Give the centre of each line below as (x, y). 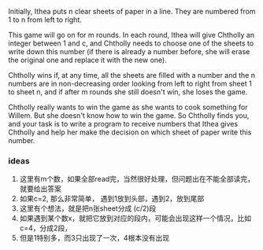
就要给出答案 (40, 189)
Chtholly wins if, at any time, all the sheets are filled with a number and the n (132, 75)
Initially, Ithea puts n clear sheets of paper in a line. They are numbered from (132, 11)
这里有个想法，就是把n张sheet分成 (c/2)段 (88, 208)
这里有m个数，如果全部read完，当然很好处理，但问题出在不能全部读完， (137, 179)
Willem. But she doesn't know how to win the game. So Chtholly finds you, (129, 116)
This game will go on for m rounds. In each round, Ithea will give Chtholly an (131, 35)
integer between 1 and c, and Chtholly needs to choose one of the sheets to (131, 43)
